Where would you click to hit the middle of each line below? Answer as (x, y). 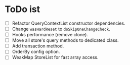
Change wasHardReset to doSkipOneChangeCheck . (61, 29)
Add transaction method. (38, 46)
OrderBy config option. (36, 52)
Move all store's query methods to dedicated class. (66, 40)
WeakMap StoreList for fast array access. (55, 57)
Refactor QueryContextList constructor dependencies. (69, 23)
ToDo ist (23, 9)
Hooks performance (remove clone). (50, 35)
